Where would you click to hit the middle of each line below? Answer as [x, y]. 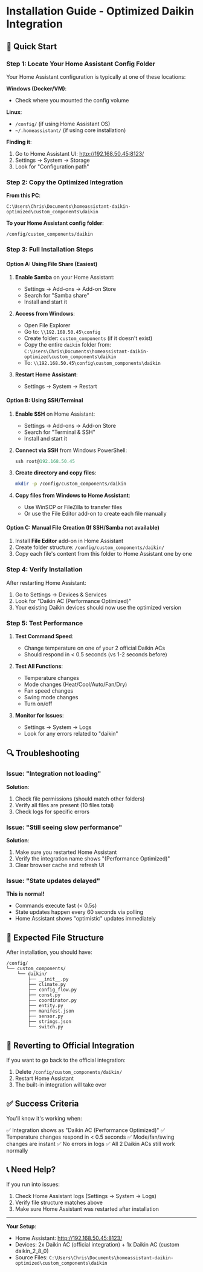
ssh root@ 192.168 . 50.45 [45, 461]
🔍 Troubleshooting [43, 754]
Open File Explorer [47, 325]
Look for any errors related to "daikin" [71, 734]
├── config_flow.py [53, 990]
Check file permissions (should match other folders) [80, 799]
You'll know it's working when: [44, 1118]
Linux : [14, 112]
